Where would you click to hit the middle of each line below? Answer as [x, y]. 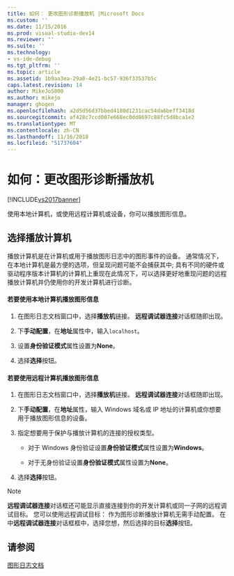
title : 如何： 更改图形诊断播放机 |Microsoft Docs [76, 14]
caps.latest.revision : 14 [45, 85]
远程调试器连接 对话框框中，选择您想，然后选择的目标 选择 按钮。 [105, 523]
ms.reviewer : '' [31, 40]
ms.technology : [29, 53]
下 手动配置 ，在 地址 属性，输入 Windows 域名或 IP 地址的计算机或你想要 [119, 410]
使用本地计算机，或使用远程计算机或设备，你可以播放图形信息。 [99, 214]
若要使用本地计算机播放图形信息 [53, 299]
